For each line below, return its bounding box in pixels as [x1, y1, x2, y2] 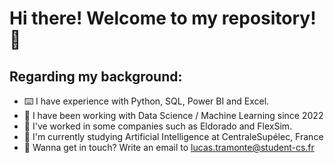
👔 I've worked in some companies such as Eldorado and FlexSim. [23, 120, 293, 132]
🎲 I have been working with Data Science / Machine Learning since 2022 [23, 110, 324, 121]
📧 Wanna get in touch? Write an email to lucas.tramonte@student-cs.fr [23, 142, 315, 153]
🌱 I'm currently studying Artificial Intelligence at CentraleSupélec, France [23, 131, 324, 142]
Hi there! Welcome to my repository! [9, 7, 317, 30]
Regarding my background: [9, 68, 183, 85]
